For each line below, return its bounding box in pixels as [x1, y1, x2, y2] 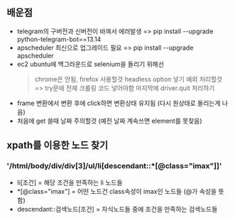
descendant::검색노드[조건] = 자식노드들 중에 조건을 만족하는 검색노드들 [16, 204, 218, 213]
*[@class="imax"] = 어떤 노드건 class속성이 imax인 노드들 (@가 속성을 [16, 187, 217, 195]
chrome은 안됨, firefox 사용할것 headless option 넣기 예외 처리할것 [34, 75, 223, 83]
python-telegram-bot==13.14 [16, 35, 102, 43]
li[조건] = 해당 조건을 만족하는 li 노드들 [16, 178, 123, 187]
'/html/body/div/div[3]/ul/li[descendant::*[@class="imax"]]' [6, 161, 222, 171]
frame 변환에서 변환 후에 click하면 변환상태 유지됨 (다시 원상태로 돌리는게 [16, 99, 221, 107]
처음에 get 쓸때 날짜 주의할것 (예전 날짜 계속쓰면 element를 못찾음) [16, 116, 203, 125]
